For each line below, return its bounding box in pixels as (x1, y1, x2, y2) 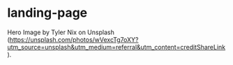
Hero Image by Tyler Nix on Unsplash (7, 28, 115, 36)
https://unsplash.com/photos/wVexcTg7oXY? (9, 35, 139, 43)
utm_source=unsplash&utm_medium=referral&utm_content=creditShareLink (7, 43, 226, 51)
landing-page (7, 5, 88, 21)
